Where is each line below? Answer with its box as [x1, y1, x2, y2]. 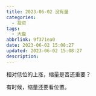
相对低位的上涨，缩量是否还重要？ [6, 70, 91, 78]
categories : [6, 14, 36, 20]
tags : [6, 25, 20, 32]
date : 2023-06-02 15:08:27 [6, 43, 74, 49]
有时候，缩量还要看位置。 [6, 83, 70, 91]
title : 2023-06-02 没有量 [6, 8, 69, 15]
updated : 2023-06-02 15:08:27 [6, 48, 83, 54]
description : [6, 53, 39, 59]
